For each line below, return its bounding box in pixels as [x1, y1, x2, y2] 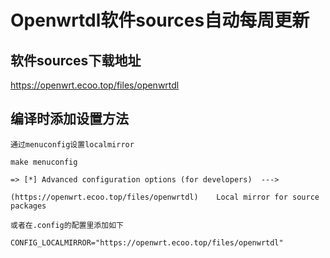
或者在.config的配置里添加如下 [10, 220, 124, 230]
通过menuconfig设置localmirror [10, 139, 135, 150]
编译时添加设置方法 [10, 111, 129, 128]
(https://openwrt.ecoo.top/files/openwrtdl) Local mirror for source [10, 192, 320, 202]
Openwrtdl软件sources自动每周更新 [10, 9, 310, 32]
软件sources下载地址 [10, 52, 142, 69]
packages [10, 201, 47, 211]
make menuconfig [10, 157, 78, 167]
